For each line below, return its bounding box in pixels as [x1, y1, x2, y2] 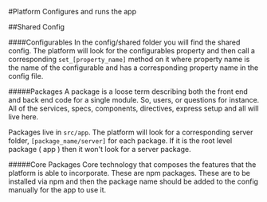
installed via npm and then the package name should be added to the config [8, 177, 259, 186]
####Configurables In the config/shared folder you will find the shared [8, 37, 241, 47]
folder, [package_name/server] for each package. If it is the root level [8, 136, 233, 146]
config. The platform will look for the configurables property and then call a [8, 46, 255, 55]
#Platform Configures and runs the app [8, 7, 137, 16]
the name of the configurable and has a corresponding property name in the [8, 63, 259, 72]
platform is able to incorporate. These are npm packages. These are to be [8, 169, 251, 177]
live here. [8, 112, 39, 122]
